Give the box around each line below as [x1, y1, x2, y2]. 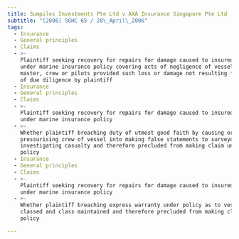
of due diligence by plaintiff [20, 76, 113, 84]
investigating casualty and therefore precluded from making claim [20, 143, 224, 150]
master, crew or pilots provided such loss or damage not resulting [20, 70, 228, 77]
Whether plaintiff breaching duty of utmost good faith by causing [20, 129, 224, 136]
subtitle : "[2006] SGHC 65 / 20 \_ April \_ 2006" [7, 17, 148, 24]
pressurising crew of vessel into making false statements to [20, 135, 208, 143]
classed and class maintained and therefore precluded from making [20, 209, 224, 216]
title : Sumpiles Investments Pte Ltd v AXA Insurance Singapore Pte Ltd [7, 10, 228, 18]
